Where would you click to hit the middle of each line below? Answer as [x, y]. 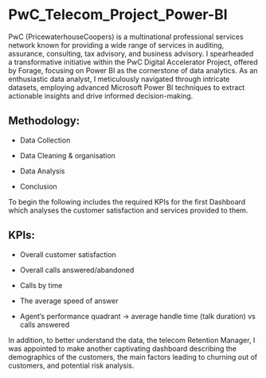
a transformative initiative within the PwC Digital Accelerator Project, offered [133, 62]
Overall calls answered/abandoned [77, 270]
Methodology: [44, 121]
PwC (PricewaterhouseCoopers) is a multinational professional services [126, 37]
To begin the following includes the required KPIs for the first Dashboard [127, 201]
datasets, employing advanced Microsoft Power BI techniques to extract [127, 87]
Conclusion [38, 186]
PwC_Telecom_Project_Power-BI [118, 15]
